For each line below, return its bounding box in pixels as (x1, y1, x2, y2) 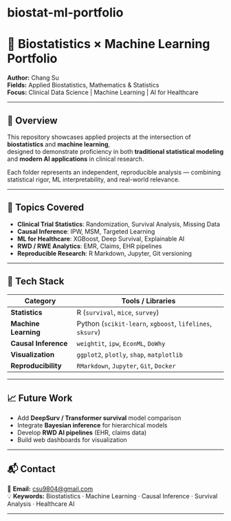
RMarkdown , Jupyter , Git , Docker (76, 361, 177, 370)
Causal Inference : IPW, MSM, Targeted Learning (16, 227, 155, 235)
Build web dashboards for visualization (16, 436, 127, 444)
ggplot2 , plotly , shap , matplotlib (76, 349, 184, 359)
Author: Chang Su (7, 74, 60, 82)
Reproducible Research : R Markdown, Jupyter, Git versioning (16, 249, 192, 257)
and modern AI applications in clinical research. (7, 155, 144, 163)
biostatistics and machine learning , (7, 140, 111, 148)
